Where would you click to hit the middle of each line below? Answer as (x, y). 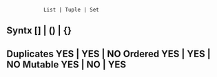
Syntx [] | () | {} (39, 31)
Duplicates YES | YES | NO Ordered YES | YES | (108, 53)
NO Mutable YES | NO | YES (66, 64)
